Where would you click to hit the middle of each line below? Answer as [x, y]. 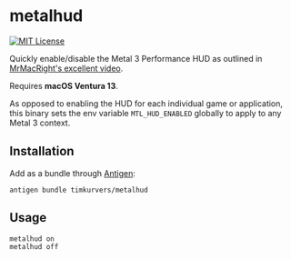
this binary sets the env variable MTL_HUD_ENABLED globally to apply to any [145, 113]
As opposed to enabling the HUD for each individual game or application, [146, 103]
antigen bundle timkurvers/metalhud [79, 190]
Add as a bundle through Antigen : [73, 173]
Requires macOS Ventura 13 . [64, 85]
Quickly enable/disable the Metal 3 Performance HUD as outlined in [136, 58]
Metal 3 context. [40, 123]
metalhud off [34, 246]
